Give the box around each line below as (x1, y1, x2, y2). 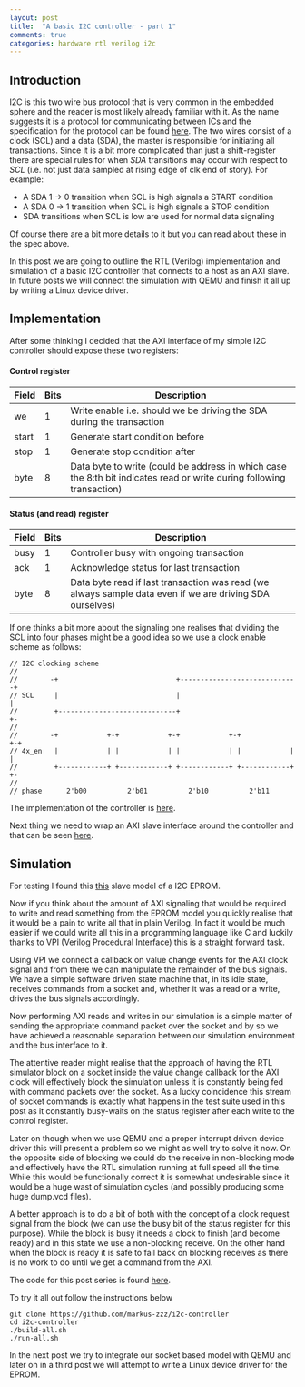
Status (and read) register (9, 508, 109, 519)
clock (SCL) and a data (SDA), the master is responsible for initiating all (9, 136, 275, 147)
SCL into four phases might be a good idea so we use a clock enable (9, 632, 266, 643)
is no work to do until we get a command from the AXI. (9, 1257, 213, 1268)
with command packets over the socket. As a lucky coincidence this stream (9, 1087, 292, 1098)
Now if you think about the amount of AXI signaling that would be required (9, 898, 287, 909)
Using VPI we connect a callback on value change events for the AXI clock (9, 955, 289, 966)
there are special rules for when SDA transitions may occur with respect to (9, 155, 288, 166)
